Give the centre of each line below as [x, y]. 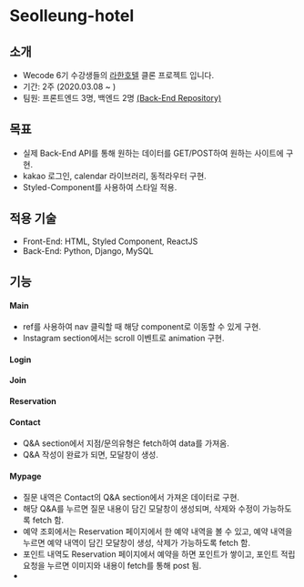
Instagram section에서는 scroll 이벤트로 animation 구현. [123, 339]
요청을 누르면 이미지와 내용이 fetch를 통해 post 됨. [112, 566]
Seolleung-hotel [72, 16]
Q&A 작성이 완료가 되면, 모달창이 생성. [91, 455]
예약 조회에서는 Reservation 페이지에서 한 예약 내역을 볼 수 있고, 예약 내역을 [157, 531]
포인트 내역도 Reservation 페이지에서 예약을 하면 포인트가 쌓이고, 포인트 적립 [159, 554]
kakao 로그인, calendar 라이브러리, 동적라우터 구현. [114, 176]
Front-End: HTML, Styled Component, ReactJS [110, 241]
